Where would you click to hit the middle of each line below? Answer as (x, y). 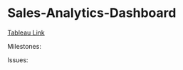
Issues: (18, 60)
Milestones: (24, 46)
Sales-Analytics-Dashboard (92, 13)
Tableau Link (26, 33)
